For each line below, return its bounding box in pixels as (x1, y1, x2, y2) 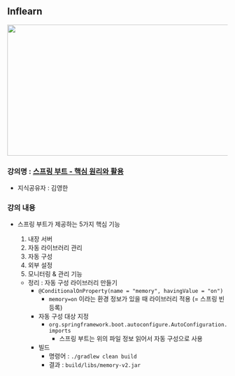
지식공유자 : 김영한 (17, 184, 69, 192)
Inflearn (7, 6, 43, 17)
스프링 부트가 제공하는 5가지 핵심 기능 (17, 220, 120, 229)
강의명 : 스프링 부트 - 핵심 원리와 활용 (7, 166, 124, 176)
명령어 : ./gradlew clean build (48, 352, 138, 361)
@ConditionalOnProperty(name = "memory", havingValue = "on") (38, 288, 224, 295)
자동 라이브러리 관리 (27, 244, 83, 252)
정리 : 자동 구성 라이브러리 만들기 (27, 279, 117, 287)
